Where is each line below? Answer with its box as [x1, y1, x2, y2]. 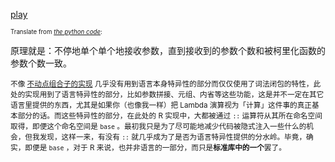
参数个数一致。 [10, 57, 72, 69]
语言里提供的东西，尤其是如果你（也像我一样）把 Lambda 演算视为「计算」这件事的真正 [10, 100, 313, 110]
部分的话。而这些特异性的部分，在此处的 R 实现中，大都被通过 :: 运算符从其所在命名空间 [17, 111, 323, 121]
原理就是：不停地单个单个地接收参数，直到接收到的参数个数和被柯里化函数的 [10, 45, 326, 56]
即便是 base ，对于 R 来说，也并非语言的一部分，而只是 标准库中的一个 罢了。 [24, 143, 287, 153]
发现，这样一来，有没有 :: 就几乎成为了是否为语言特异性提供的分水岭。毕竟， [39, 132, 307, 142]
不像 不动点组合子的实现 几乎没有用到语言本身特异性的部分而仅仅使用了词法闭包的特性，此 [10, 79, 322, 89]
